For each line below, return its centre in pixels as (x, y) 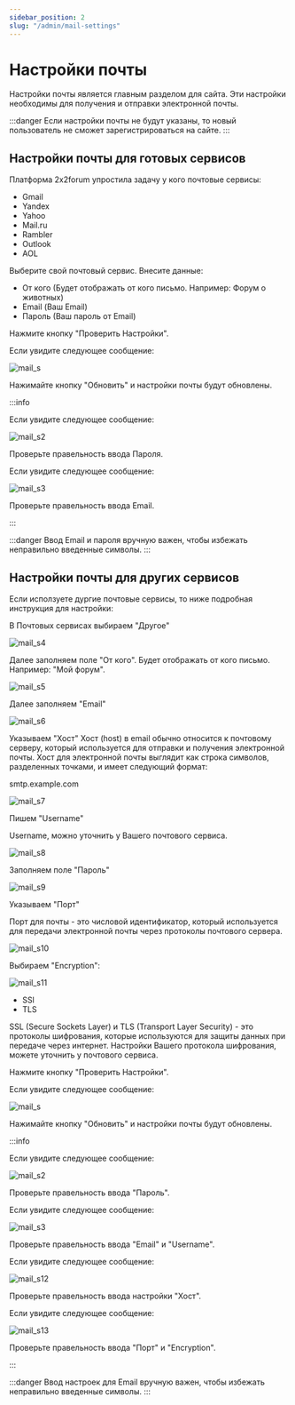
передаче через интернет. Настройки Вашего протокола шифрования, (143, 1046)
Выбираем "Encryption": (54, 966)
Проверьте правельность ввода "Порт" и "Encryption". (113, 1348)
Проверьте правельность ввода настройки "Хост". (105, 1296)
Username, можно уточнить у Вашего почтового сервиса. (118, 835)
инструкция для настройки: (61, 609)
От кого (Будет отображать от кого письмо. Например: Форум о (144, 288)
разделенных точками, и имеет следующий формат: (109, 767)
